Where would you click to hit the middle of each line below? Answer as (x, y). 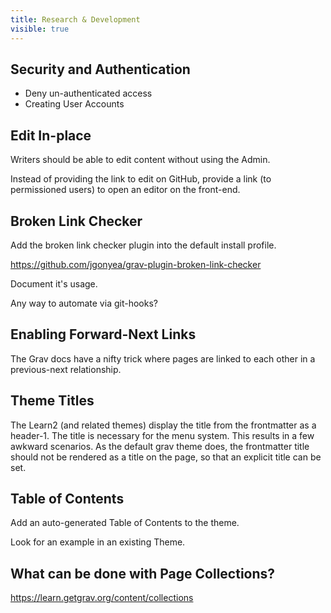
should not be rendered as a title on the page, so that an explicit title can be (166, 457)
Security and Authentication (100, 69)
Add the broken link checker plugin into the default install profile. (143, 245)
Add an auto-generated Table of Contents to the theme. (125, 523)
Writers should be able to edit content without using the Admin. (140, 160)
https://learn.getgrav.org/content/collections (102, 598)
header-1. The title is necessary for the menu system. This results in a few (162, 435)
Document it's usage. (54, 283)
